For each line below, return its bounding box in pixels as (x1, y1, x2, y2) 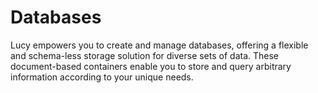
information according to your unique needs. (10, 71, 194, 83)
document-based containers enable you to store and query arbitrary (10, 60, 292, 72)
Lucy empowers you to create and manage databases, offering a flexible (10, 39, 309, 51)
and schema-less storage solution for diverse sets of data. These (10, 49, 280, 61)
